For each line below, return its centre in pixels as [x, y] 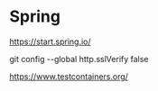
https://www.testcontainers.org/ [69, 76]
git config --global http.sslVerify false [79, 59]
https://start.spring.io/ [51, 41]
